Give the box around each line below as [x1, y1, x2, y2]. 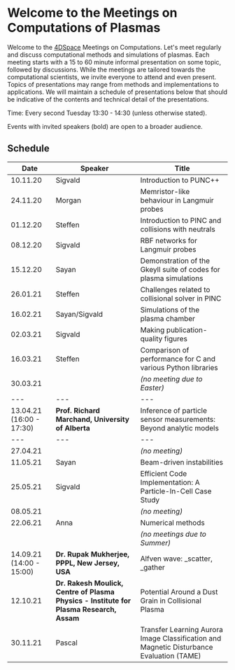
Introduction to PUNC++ [140, 175, 220, 185]
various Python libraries [140, 362, 218, 372]
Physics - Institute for [55, 596, 131, 606]
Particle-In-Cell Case [140, 486, 212, 495]
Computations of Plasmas [7, 20, 161, 36]
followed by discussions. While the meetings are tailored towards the [7, 65, 206, 74]
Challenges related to [140, 285, 211, 294]
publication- [166, 324, 208, 334]
